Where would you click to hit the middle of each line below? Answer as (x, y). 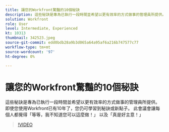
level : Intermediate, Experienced (42, 29)
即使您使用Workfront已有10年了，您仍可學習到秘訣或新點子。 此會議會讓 (80, 108)
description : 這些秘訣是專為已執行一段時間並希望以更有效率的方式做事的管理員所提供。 (86, 15)
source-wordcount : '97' (30, 52)
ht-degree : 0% (20, 56)
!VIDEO (25, 125)
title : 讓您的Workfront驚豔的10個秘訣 (42, 10)
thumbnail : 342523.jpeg (30, 38)
